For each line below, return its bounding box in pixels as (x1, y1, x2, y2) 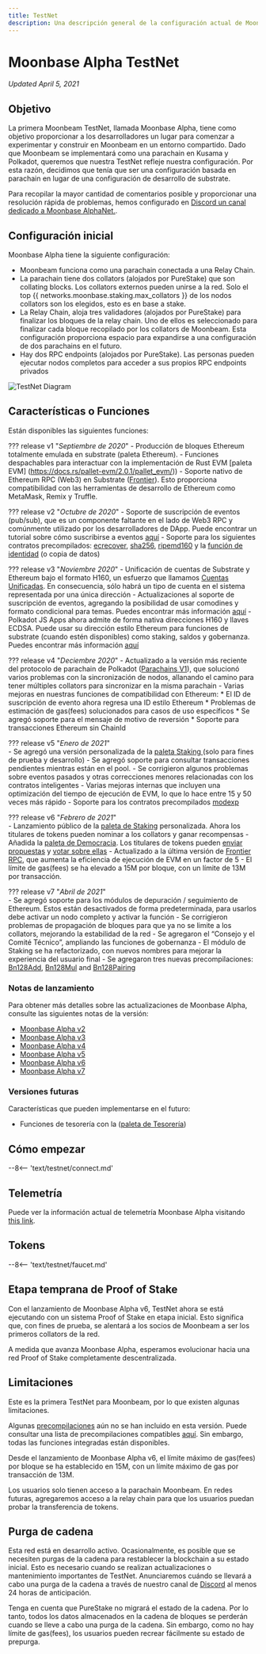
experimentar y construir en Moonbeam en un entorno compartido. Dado (8, 140, 246, 150)
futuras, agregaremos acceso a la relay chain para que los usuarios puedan (8, 1493, 255, 1503)
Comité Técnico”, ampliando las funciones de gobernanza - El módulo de (8, 937, 246, 947)
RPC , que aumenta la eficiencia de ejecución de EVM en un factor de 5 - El (8, 854, 253, 864)
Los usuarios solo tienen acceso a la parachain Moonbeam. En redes (8, 1485, 234, 1495)
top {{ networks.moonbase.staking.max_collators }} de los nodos (19, 291, 232, 300)
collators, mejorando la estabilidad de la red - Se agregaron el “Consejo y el (8, 929, 255, 938)
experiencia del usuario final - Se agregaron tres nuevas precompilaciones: (8, 954, 253, 964)
